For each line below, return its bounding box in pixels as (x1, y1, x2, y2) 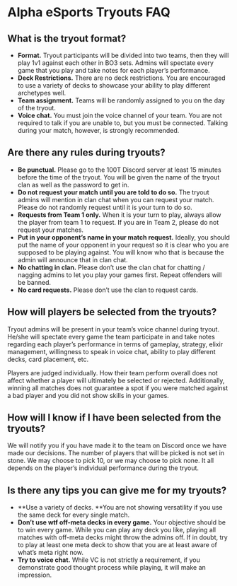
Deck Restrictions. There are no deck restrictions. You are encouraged (17, 74, 226, 82)
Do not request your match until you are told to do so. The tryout (17, 188, 209, 197)
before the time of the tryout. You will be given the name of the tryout (17, 172, 220, 181)
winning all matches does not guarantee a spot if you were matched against (7, 383, 229, 392)
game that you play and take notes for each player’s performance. (17, 66, 210, 74)
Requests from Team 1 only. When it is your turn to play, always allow (17, 210, 221, 219)
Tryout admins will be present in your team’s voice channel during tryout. (7, 324, 220, 333)
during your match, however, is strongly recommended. (17, 127, 180, 134)
